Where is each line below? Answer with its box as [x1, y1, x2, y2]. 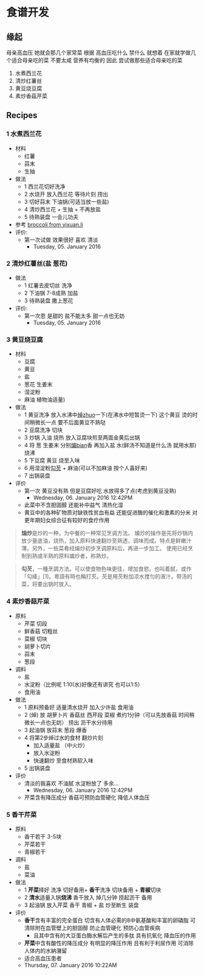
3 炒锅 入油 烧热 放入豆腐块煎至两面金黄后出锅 [24, 434, 140, 441]
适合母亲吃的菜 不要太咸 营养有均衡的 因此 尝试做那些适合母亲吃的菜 [11, 57, 183, 64]
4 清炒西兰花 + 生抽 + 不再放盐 [24, 205, 101, 213]
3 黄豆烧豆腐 [6, 335, 44, 344]
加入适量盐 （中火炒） [33, 741, 89, 749]
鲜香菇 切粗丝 [24, 627, 58, 635]
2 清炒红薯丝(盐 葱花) [6, 259, 68, 268]
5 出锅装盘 [24, 764, 50, 772]
